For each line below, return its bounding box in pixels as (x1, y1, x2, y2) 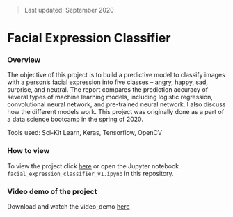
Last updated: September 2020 (24, 6, 115, 14)
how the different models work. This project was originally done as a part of (7, 108, 225, 116)
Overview (7, 55, 41, 65)
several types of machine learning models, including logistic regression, (7, 93, 214, 102)
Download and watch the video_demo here (7, 202, 130, 211)
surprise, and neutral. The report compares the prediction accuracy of (7, 86, 209, 94)
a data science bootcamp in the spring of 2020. (7, 115, 144, 124)
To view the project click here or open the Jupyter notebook (7, 161, 179, 170)
